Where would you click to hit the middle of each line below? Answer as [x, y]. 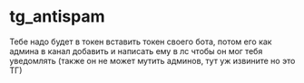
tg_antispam [57, 17]
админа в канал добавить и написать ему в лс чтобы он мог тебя [136, 51]
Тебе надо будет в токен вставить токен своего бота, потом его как [141, 41]
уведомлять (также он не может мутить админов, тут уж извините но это [152, 60]
